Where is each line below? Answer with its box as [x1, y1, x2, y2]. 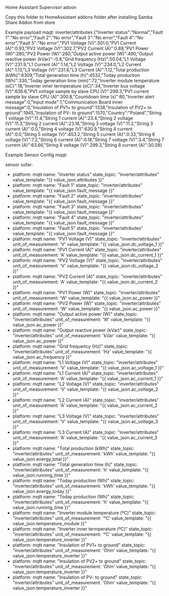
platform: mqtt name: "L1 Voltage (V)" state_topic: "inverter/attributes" [12, 359, 158, 365]
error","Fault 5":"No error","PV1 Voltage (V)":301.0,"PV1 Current [5, 40, 136, 46]
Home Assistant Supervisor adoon [5, 5, 77, 10]
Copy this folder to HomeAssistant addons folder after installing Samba [5, 14, 153, 20]
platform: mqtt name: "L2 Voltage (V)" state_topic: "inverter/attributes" [12, 381, 159, 387]
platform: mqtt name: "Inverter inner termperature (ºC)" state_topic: [12, 526, 153, 532]
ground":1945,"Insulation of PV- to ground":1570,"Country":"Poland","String [5, 110, 162, 116]
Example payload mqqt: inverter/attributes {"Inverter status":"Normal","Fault [5, 29, 163, 35]
